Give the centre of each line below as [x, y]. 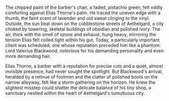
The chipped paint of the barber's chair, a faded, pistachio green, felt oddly [84, 7]
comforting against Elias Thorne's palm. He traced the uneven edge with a [83, 13]
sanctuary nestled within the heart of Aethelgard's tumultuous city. [75, 93]
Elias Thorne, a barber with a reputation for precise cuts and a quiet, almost [84, 66]
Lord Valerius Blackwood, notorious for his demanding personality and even [84, 51]
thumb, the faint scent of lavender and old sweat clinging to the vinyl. [78, 18]
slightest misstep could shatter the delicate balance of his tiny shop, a [78, 88]
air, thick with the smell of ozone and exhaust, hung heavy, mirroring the [81, 34]
